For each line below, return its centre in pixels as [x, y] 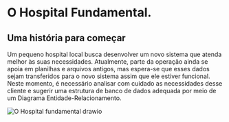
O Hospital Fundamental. [79, 13]
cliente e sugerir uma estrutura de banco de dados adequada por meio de [112, 91]
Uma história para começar [66, 38]
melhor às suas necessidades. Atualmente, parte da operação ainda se [108, 62]
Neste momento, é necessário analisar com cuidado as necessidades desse [115, 83]
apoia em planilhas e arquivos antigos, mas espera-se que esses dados [108, 69]
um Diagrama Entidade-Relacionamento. [64, 98]
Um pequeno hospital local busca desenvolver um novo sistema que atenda [115, 54]
